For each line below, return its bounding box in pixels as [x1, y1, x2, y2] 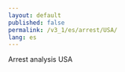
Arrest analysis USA [8, 55, 73, 64]
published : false [8, 19, 65, 27]
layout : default [8, 11, 61, 20]
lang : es [8, 33, 37, 41]
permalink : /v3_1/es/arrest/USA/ [8, 26, 118, 34]
